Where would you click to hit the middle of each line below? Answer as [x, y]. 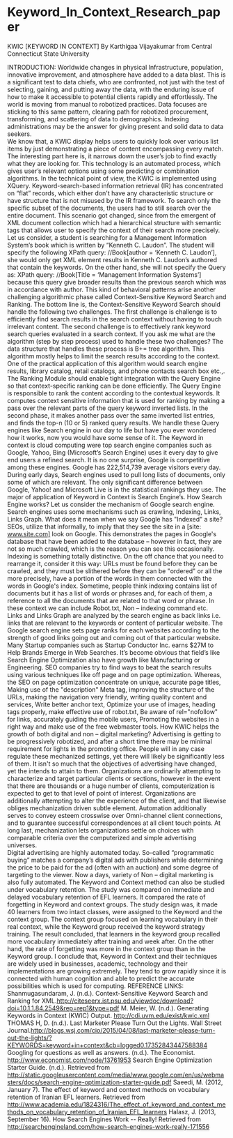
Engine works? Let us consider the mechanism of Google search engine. [111, 504]
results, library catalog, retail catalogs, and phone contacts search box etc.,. [116, 371]
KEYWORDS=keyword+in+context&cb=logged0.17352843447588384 [107, 1045]
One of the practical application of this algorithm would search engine [107, 363]
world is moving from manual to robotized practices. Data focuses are [107, 104]
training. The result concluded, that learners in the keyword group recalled [114, 934]
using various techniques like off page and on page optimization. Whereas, [115, 674]
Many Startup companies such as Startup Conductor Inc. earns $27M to [111, 645]
